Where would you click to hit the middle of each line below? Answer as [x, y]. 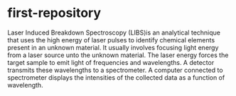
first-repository [54, 13]
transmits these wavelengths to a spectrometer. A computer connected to [115, 70]
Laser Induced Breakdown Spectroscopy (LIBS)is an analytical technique [114, 32]
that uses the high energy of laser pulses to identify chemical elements [111, 40]
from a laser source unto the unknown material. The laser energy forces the [118, 55]
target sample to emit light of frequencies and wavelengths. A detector [111, 62]
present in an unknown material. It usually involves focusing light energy [113, 47]
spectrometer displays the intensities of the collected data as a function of [116, 77]
